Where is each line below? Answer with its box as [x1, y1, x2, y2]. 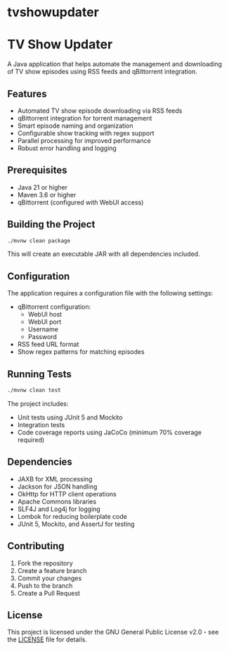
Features [7, 87, 47, 99]
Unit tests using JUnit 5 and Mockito [17, 413, 123, 422]
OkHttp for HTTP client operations [17, 489, 117, 498]
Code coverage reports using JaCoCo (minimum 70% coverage [17, 428, 202, 436]
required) [17, 435, 45, 444]
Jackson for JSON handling [17, 482, 98, 491]
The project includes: [7, 399, 69, 407]
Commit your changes [17, 574, 82, 582]
